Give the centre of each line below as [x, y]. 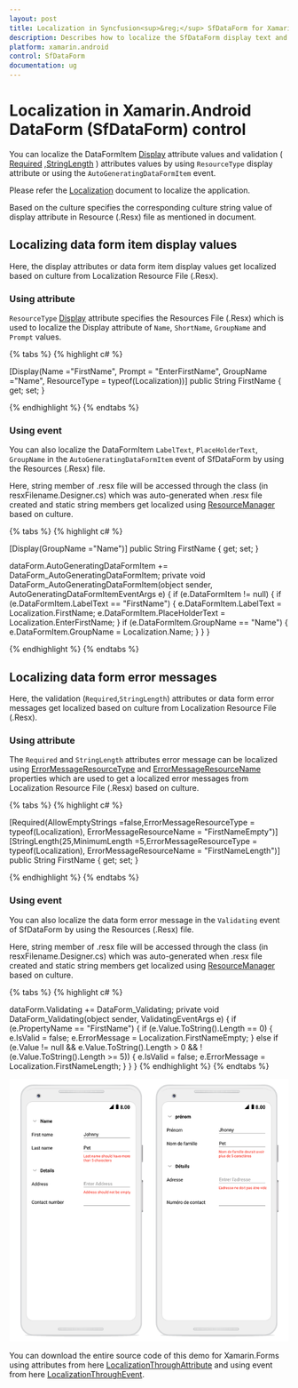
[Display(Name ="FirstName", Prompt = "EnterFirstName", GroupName [138, 371]
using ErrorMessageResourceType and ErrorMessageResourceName [135, 770]
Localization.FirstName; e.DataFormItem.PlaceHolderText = [118, 613]
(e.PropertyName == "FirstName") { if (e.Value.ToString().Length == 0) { [141, 1028]
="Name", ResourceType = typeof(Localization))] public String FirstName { [145, 381]
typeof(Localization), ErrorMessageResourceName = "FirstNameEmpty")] [144, 832]
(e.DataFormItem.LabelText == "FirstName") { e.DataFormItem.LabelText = [145, 603]
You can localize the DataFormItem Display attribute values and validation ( [146, 154]
